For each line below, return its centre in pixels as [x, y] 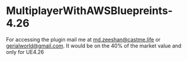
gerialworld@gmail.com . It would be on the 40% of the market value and [94, 46]
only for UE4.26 [25, 52]
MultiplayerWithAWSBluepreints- [89, 11]
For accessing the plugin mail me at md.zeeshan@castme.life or [84, 39]
